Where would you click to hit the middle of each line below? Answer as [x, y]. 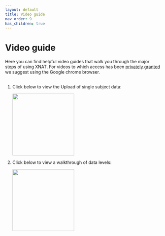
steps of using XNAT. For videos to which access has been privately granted [82, 67]
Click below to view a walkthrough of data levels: [62, 162]
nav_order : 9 [18, 19]
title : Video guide [25, 14]
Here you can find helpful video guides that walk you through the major [77, 62]
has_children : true [25, 23]
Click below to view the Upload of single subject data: [67, 87]
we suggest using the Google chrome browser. [52, 72]
